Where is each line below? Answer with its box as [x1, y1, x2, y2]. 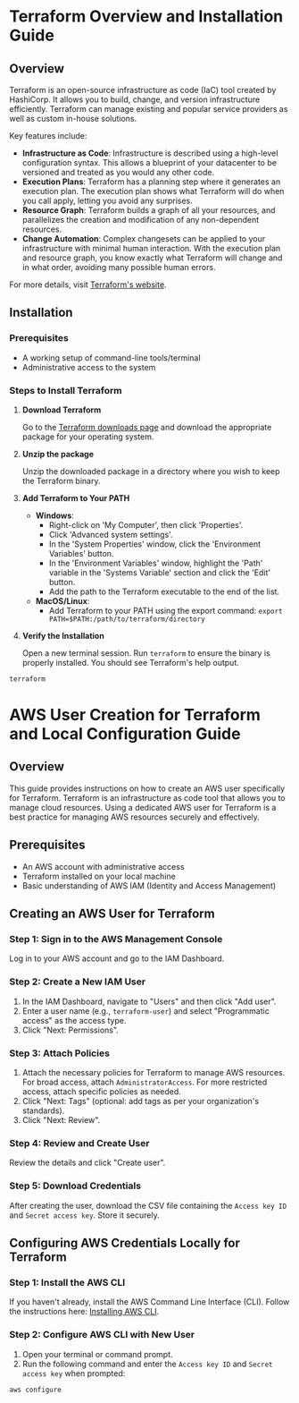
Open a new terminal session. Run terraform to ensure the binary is [21, 647, 270, 659]
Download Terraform [21, 404, 102, 415]
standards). [21, 1105, 65, 1116]
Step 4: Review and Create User [9, 1136, 150, 1149]
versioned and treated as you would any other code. [21, 167, 215, 177]
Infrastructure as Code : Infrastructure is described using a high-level [21, 148, 278, 158]
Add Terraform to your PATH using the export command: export [48, 605, 283, 616]
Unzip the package [21, 448, 95, 459]
